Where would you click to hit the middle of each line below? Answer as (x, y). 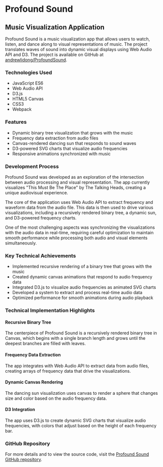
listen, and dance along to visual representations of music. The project (76, 44)
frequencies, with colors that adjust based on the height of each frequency (81, 425)
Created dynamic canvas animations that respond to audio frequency (82, 277)
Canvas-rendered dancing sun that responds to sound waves (74, 143)
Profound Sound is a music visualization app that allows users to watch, (78, 39)
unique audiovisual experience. (37, 192)
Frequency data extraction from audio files (55, 138)
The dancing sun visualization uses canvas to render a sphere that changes (81, 393)
